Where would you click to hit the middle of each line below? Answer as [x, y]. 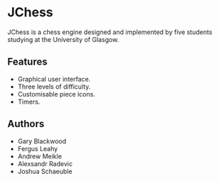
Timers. [29, 102]
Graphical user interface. [54, 79]
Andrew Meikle [40, 156]
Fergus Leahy [38, 148]
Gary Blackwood [42, 141]
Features [27, 62]
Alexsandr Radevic [45, 163]
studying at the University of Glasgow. [63, 39]
